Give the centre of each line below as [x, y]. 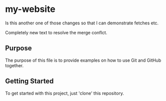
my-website [30, 9]
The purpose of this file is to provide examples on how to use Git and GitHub [83, 60]
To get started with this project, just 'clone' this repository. [65, 93]
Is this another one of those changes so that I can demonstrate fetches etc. [82, 23]
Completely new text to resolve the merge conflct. [56, 32]
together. [14, 65]
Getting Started [29, 81]
